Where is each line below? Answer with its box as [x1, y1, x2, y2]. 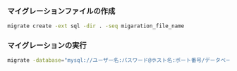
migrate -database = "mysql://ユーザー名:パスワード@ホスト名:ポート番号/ [7, 57, 205, 64]
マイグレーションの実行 [7, 41, 87, 51]
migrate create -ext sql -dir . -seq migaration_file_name [7, 22, 185, 30]
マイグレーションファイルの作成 [7, 6, 116, 15]
